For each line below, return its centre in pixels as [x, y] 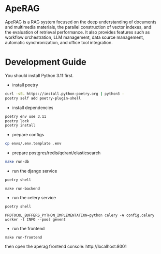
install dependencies [33, 108]
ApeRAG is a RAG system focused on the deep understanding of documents [81, 22]
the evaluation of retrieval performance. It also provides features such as [77, 32]
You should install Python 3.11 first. [39, 75]
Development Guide [46, 62]
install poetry [25, 85]
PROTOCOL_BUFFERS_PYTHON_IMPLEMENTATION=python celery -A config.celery [80, 215]
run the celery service [34, 197]
